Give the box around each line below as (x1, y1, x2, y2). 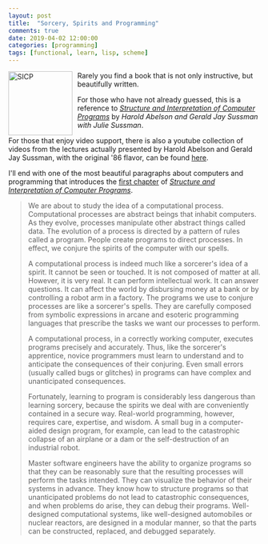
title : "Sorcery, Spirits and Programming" (8, 19, 159, 27)
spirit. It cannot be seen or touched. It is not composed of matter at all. (27, 267, 261, 277)
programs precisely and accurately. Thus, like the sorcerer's (27, 342, 226, 352)
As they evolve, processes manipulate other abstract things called (27, 218, 246, 227)
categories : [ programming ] (8, 42, 98, 50)
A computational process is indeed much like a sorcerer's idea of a (27, 259, 249, 268)
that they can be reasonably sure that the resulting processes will (27, 467, 244, 476)
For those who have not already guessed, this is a (77, 95, 242, 104)
